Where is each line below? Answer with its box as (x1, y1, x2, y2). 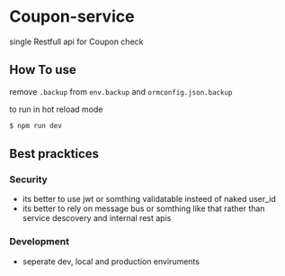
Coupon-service (9, 6, 135, 27)
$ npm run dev (9, 121, 63, 130)
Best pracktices (9, 146, 100, 161)
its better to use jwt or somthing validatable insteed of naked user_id (22, 194, 277, 205)
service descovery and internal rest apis (22, 213, 172, 224)
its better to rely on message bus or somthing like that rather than (22, 203, 265, 214)
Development (9, 235, 70, 248)
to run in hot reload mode (9, 104, 103, 115)
